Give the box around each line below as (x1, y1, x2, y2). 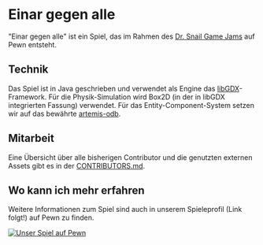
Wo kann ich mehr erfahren (8, 184, 145, 197)
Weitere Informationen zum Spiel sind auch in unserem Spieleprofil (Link (8, 205, 243, 214)
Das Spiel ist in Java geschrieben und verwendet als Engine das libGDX (8, 84, 240, 93)
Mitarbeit (8, 132, 55, 145)
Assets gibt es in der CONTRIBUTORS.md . (8, 161, 146, 170)
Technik (8, 63, 49, 76)
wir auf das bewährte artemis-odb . (8, 109, 121, 118)
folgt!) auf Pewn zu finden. (8, 213, 94, 222)
